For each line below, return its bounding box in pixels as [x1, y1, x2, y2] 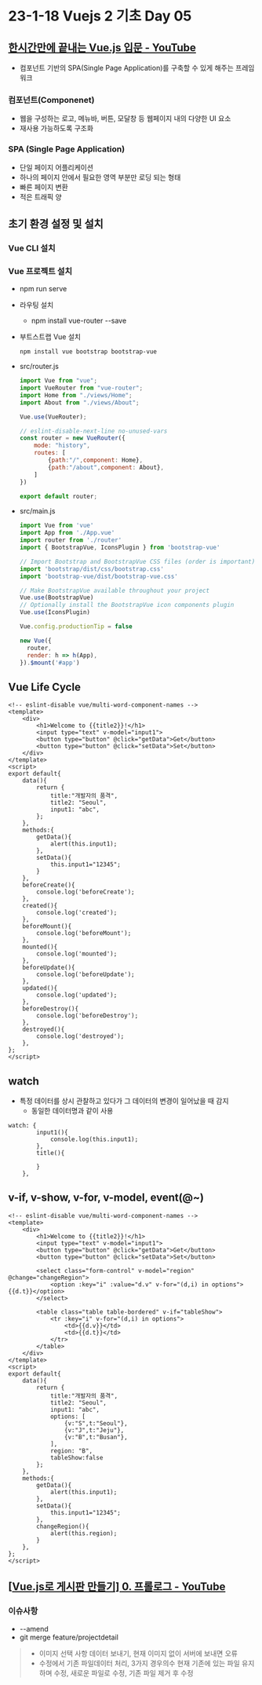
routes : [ [34, 449, 66, 457]
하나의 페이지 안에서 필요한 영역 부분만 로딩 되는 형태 [19, 172, 181, 181]
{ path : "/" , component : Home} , [48, 456, 144, 464]
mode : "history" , [34, 441, 91, 450]
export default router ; [19, 492, 98, 500]
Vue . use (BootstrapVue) [19, 594, 94, 601]
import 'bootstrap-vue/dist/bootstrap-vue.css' [19, 572, 178, 580]
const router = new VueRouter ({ [19, 434, 126, 442]
